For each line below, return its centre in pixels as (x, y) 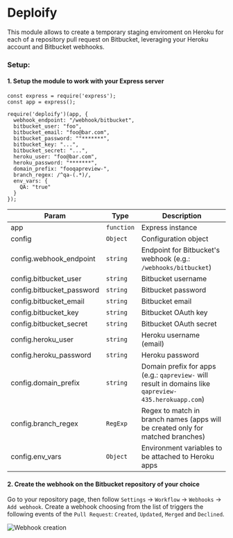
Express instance (169, 228)
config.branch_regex (44, 423)
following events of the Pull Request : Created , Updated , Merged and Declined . (116, 514)
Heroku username (170, 335)
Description (182, 216)
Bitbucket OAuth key (174, 312)
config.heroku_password (51, 355)
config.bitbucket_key (45, 312)
